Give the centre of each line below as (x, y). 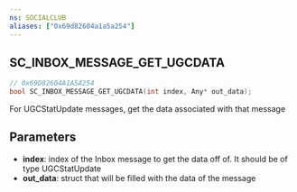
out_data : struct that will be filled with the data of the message (139, 178)
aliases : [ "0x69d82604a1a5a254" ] (72, 26)
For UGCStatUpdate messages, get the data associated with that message (148, 109)
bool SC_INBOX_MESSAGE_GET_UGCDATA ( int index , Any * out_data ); (131, 92)
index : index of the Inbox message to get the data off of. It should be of (155, 159)
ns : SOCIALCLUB (38, 18)
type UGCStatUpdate (62, 169)
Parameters (43, 137)
